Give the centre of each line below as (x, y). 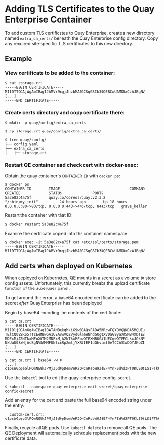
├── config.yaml (21, 144)
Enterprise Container (48, 19)
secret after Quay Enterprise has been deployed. (54, 303)
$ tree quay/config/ (26, 140)
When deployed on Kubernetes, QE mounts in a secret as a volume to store (81, 278)
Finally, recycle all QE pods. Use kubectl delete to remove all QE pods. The (81, 428)
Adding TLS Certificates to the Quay (80, 9)
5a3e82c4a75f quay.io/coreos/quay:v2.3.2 (55, 198)
